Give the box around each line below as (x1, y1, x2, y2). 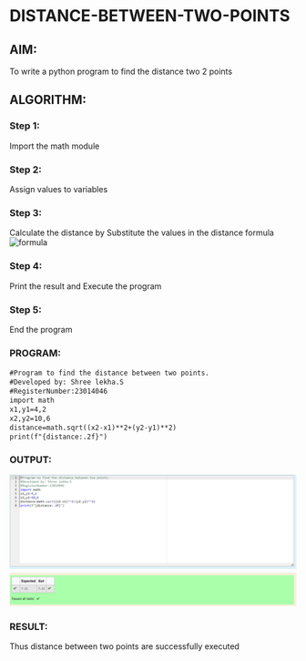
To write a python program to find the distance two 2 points (9, 66, 233, 77)
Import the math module (9, 140, 100, 151)
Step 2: (9, 163, 43, 176)
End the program (9, 324, 73, 335)
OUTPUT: (9, 453, 52, 466)
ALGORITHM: (9, 92, 87, 108)
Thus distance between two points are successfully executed (9, 641, 240, 652)
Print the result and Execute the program (9, 280, 162, 292)
